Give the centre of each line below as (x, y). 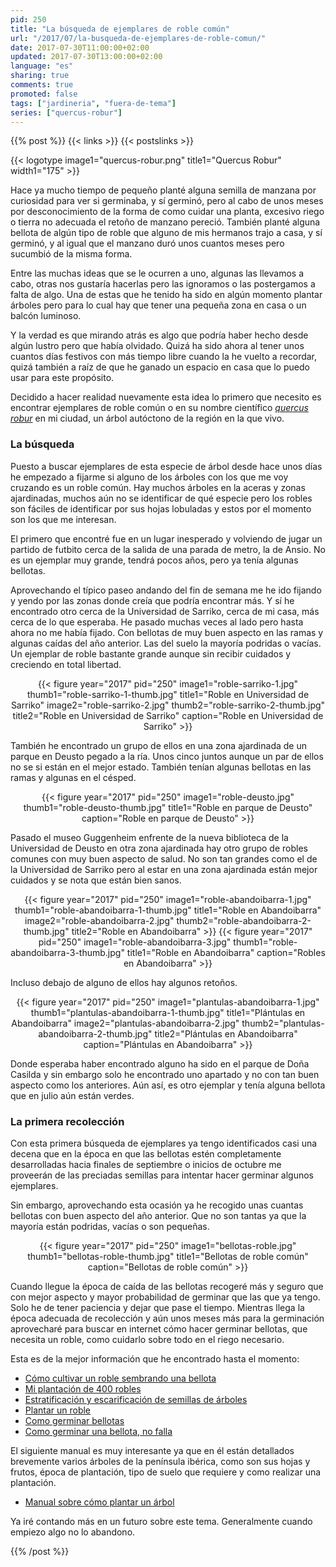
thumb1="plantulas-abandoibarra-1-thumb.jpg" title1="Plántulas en (168, 1012)
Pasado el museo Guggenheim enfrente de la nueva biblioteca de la (149, 837)
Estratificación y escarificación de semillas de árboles (136, 1399)
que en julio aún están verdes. (72, 1095)
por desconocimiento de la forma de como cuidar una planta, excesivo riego (167, 212)
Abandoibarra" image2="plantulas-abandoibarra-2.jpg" (125, 1023)
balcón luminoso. (46, 316)
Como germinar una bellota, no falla (98, 1431)
